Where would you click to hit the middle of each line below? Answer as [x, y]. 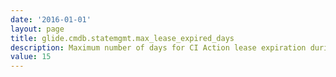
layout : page [37, 29]
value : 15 [31, 57]
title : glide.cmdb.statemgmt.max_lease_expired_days [122, 38]
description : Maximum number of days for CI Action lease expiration [158, 47]
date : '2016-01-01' [51, 19]
